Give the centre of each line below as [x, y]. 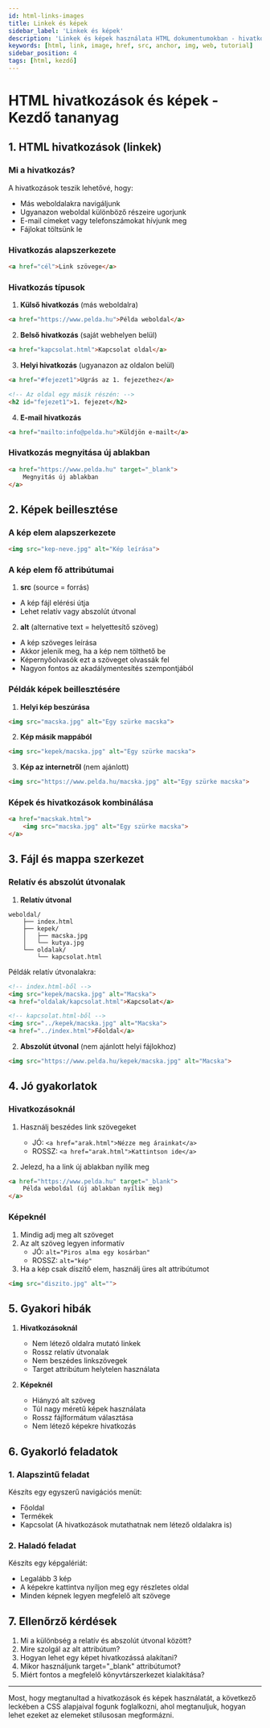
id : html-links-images [46, 16]
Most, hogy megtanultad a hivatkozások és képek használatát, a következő [132, 1698]
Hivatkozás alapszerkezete [62, 250]
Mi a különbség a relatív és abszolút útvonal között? [106, 1641]
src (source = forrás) [55, 587]
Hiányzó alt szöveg [63, 1401]
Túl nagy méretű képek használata [89, 1409]
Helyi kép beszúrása [55, 707]
